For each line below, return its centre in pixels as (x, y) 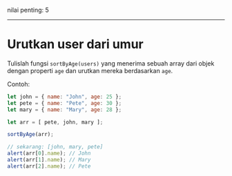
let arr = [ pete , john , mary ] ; (55, 122)
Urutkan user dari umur (75, 45)
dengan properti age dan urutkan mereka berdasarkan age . (90, 70)
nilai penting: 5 (28, 10)
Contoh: (19, 84)
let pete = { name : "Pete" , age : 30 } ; (65, 103)
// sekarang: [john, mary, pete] (55, 147)
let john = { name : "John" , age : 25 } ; (65, 97)
